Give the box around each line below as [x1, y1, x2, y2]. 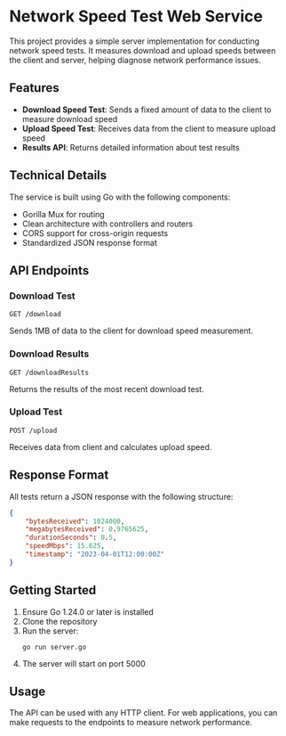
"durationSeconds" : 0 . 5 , [25, 533, 117, 543]
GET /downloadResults [9, 368, 90, 377]
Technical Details [9, 168, 107, 184]
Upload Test [9, 405, 63, 418]
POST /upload [9, 426, 58, 435]
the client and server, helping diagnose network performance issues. [9, 54, 261, 65]
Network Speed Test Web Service [9, 6, 264, 27]
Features [9, 80, 60, 95]
